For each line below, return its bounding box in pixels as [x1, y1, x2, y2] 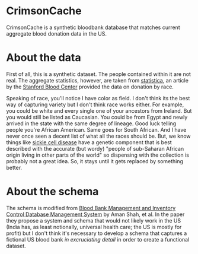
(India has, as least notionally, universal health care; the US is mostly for [6, 223, 182, 230]
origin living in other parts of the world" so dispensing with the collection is [6, 151, 190, 158]
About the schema [6, 185, 99, 198]
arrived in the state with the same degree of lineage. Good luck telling [6, 120, 177, 127]
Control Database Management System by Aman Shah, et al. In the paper [6, 211, 185, 218]
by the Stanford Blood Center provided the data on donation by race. [6, 83, 174, 90]
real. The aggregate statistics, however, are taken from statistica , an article [6, 77, 189, 84]
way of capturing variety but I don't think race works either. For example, [6, 101, 184, 108]
